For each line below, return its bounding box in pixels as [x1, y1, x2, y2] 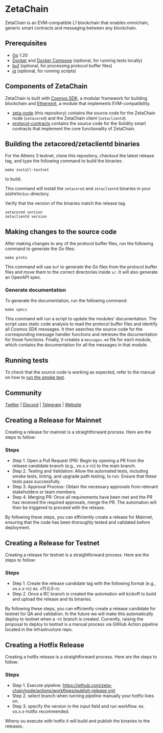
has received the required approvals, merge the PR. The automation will [12, 500, 157, 506]
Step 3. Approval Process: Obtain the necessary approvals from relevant [12, 484, 158, 490]
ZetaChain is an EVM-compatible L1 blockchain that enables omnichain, [5, 20, 149, 26]
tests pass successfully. [12, 479, 61, 484]
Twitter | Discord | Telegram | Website [5, 402, 82, 408]
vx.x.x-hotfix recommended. [12, 708, 70, 714]
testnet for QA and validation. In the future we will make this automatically [5, 611, 154, 617]
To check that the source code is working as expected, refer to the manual [5, 369, 156, 375]
